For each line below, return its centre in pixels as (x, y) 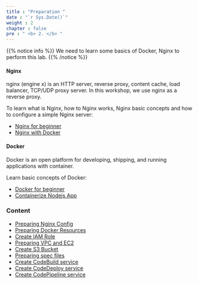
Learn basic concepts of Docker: (47, 177)
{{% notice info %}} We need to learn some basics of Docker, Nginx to (93, 51)
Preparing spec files (39, 255)
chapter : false (26, 28)
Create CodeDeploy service (49, 268)
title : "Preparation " (36, 12)
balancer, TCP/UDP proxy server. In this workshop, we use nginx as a (92, 91)
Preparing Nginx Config (44, 224)
